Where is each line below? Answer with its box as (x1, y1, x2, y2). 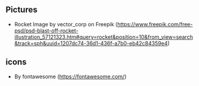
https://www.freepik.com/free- (117, 20, 193, 27)
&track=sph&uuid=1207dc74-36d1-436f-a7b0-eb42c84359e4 (14, 39, 168, 47)
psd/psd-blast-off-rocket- (14, 27, 79, 34)
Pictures (5, 5, 38, 15)
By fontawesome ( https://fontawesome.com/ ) (14, 73, 127, 80)
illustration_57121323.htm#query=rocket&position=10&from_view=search (14, 33, 194, 41)
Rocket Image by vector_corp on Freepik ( (14, 20, 118, 27)
